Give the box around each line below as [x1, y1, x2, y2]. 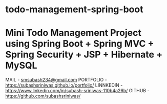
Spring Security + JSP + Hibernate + [5, 49, 163, 60]
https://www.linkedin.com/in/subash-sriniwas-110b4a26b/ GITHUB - [5, 88, 150, 94]
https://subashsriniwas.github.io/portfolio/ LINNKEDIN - [5, 82, 123, 88]
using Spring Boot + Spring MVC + [5, 38, 154, 50]
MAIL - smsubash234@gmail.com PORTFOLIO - [5, 77, 108, 83]
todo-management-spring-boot [5, 4, 143, 15]
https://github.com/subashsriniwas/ [5, 93, 81, 99]
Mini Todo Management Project [5, 27, 142, 39]
